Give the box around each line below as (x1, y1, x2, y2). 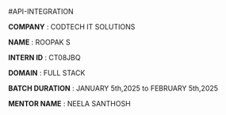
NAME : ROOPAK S (8, 37, 71, 47)
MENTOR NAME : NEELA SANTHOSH (8, 99, 131, 108)
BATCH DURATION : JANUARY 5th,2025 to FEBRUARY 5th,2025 (8, 83, 219, 93)
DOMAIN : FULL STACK (8, 68, 86, 78)
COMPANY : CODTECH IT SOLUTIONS (8, 22, 136, 31)
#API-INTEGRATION (8, 7, 74, 16)
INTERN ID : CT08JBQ (8, 53, 81, 62)
